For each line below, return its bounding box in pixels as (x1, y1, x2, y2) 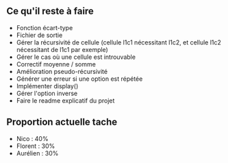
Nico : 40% (16, 134, 49, 142)
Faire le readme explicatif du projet (16, 96, 115, 105)
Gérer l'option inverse (16, 89, 78, 97)
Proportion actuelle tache (6, 116, 118, 128)
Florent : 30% (16, 142, 55, 150)
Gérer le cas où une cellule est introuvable (16, 53, 136, 61)
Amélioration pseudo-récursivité (16, 67, 107, 75)
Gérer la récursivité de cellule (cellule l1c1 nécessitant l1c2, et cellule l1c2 (16, 38, 222, 47)
